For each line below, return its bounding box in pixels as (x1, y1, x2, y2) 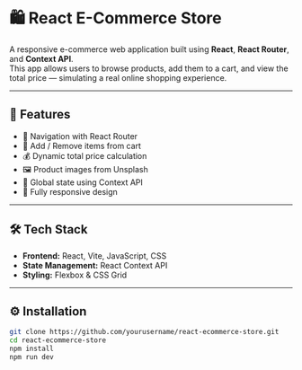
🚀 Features (9, 107, 71, 122)
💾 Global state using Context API (22, 177, 144, 188)
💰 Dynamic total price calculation (22, 150, 147, 161)
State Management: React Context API (22, 260, 168, 270)
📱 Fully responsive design (22, 186, 119, 197)
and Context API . (9, 53, 74, 64)
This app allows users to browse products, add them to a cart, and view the (9, 63, 289, 74)
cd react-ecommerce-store (9, 336, 106, 345)
